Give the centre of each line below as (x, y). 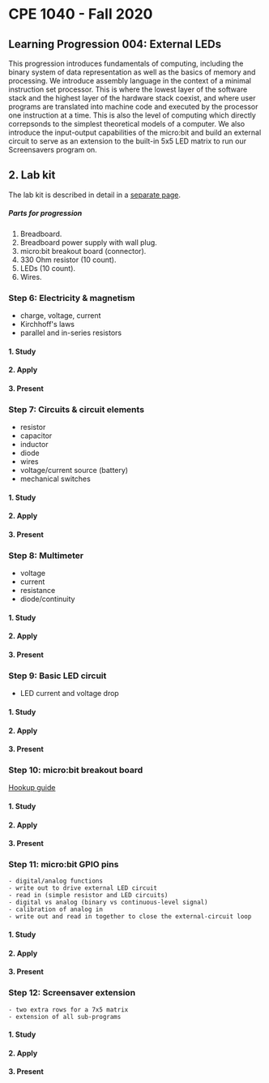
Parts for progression (45, 213)
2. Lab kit (32, 175)
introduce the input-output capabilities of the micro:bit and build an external (135, 132)
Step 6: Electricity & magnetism (72, 298)
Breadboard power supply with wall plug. (89, 242)
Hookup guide (32, 788)
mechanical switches (55, 479)
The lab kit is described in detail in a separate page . (94, 195)
